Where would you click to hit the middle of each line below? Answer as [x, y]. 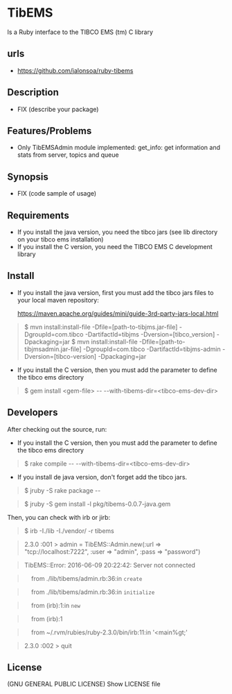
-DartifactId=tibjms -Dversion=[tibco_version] [150, 334]
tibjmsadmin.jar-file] [53, 349]
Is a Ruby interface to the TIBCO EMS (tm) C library [80, 32]
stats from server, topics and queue [68, 155]
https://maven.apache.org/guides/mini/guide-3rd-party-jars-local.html [118, 313]
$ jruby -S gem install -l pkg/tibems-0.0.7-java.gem [97, 504]
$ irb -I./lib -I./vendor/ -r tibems [69, 531]
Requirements [38, 215]
